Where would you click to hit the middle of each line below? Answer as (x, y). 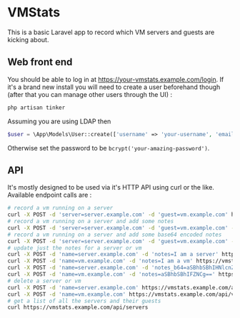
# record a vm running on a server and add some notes (91, 222)
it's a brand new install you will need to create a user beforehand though (114, 87)
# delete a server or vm (44, 281)
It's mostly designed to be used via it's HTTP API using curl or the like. (111, 188)
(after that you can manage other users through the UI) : (90, 94)
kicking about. (28, 39)
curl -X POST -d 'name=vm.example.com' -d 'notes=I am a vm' (100, 261)
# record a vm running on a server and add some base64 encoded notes (115, 235)
